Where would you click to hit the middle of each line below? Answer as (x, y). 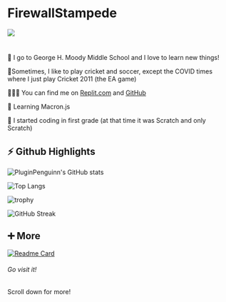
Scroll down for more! (39, 291)
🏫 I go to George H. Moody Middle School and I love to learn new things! (113, 58)
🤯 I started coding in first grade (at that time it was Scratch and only (107, 121)
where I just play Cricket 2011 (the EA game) (72, 79)
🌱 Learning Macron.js (39, 107)
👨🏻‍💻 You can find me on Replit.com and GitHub (77, 93)
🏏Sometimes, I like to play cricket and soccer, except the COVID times (110, 71)
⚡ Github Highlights (51, 151)
